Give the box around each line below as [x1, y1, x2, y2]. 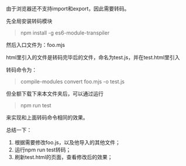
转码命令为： [6, 66, 37, 73]
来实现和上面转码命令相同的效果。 [6, 114, 88, 121]
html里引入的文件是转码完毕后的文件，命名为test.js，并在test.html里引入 [6, 54, 180, 60]
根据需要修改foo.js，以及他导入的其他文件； [14, 139, 121, 145]
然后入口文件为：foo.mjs [6, 42, 66, 48]
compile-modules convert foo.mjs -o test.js [20, 78, 125, 85]
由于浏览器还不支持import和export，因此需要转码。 [6, 5, 130, 12]
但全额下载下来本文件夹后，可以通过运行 [6, 90, 104, 97]
